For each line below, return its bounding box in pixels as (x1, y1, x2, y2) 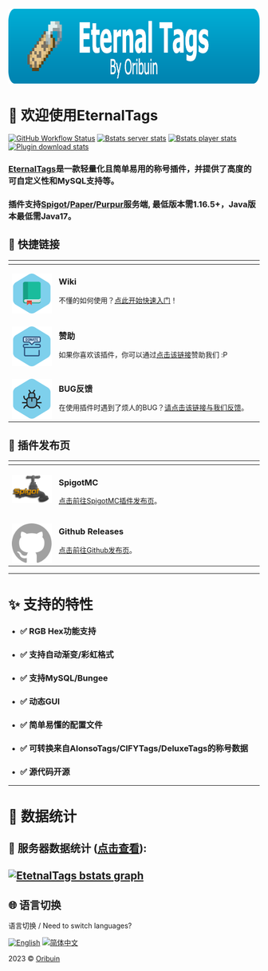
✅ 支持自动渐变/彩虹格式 (19, 649, 114, 661)
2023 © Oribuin (8, 954, 61, 964)
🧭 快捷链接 (8, 238, 60, 251)
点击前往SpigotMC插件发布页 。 (58, 496, 162, 506)
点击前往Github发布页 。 (58, 545, 137, 555)
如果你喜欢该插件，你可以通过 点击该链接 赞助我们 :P (58, 349, 228, 359)
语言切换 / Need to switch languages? (8, 921, 132, 930)
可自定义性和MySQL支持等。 (8, 175, 120, 186)
